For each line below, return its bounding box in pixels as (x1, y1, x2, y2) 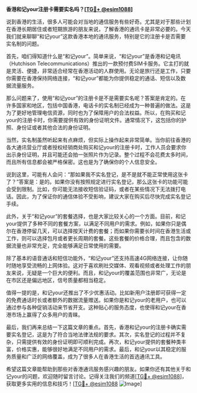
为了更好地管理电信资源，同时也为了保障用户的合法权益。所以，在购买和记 (6, 109, 186, 116)
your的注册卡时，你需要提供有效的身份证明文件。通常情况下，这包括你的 (6, 117, 182, 123)
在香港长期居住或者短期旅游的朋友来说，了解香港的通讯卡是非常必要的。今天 (6, 26, 191, 32)
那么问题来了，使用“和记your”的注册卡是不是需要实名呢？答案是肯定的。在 (6, 95, 186, 102)
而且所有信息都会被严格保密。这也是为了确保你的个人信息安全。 (6, 159, 160, 165)
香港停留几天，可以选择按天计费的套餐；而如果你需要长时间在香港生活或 (16, 227, 191, 234)
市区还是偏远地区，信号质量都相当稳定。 (11, 277, 109, 284)
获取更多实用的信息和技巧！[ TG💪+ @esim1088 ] (6, 380, 142, 387)
